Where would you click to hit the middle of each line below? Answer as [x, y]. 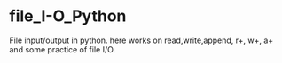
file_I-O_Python [68, 16]
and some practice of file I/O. [63, 49]
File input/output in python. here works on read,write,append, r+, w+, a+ [141, 40]
